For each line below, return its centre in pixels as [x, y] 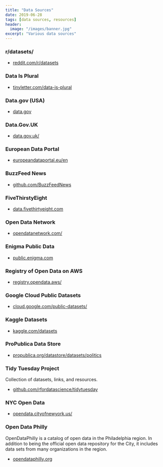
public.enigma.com [33, 258]
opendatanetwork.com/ [37, 233]
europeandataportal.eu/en [40, 160]
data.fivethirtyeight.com [38, 209]
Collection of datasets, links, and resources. [52, 380]
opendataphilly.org [32, 459]
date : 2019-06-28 [24, 15]
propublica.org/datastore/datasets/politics [57, 355]
